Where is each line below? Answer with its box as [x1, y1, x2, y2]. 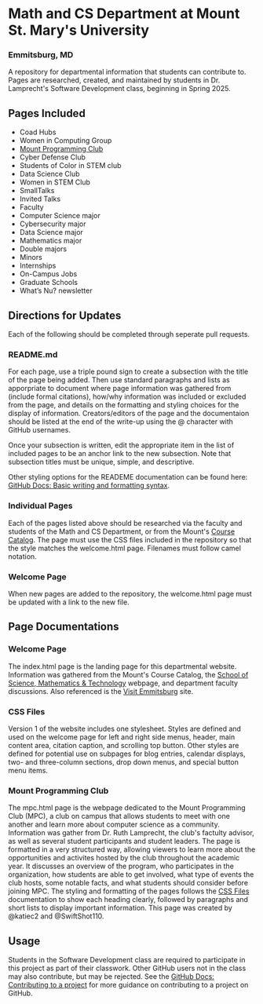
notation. [8, 551, 37, 561]
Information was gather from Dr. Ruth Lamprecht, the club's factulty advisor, [8, 828, 255, 838]
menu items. [8, 765, 49, 775]
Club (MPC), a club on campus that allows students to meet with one [8, 812, 230, 821]
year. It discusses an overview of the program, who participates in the [8, 861, 234, 871]
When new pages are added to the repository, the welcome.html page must [8, 590, 253, 598]
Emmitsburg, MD [8, 49, 74, 60]
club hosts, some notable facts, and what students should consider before [8, 878, 249, 888]
